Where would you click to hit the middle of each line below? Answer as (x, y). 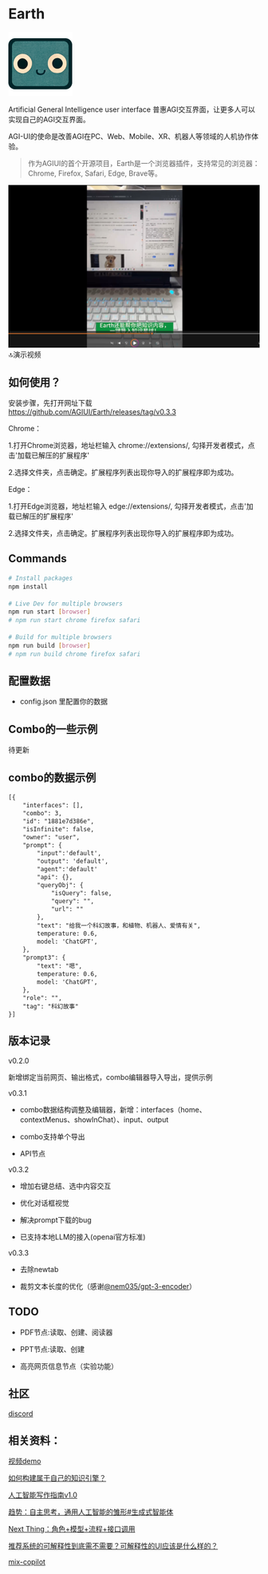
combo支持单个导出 (52, 1136)
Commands (38, 559)
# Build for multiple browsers (60, 637)
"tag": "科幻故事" (51, 1007)
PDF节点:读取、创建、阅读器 (66, 1332)
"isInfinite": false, (58, 830)
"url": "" (67, 910)
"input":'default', (69, 854)
